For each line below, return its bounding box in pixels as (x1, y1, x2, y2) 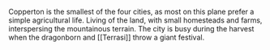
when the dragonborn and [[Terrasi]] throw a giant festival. (8, 32, 205, 42)
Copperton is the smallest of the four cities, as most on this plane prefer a (8, 7, 255, 16)
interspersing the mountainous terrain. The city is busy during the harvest (8, 24, 255, 33)
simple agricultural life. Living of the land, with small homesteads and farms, (8, 15, 263, 25)
